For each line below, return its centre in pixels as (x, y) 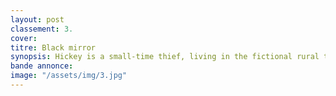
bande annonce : (42, 66)
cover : (24, 38)
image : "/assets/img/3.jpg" (69, 76)
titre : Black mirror (53, 47)
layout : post (37, 19)
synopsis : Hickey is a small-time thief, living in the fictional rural (165, 57)
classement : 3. (42, 29)
